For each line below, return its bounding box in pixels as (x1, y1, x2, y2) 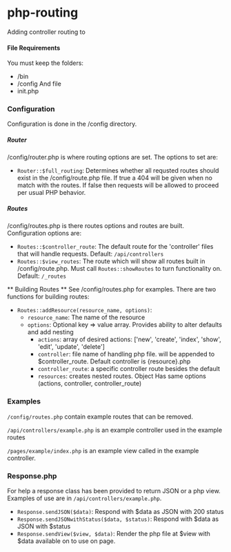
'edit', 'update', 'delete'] (37, 343, 105, 351)
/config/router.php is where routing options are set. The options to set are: (7, 153, 219, 162)
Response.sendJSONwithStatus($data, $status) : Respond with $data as (17, 515, 219, 523)
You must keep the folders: (7, 59, 84, 67)
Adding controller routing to (7, 28, 86, 36)
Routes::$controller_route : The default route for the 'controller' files (17, 242, 214, 251)
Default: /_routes (17, 272, 67, 280)
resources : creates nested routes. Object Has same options (37, 372, 207, 381)
